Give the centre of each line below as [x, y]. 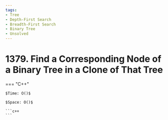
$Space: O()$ [19, 102]
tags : [11, 10]
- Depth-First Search [28, 19]
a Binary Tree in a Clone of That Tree [84, 70]
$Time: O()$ [18, 93]
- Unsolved [17, 34]
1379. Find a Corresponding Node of [83, 59]
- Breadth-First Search [31, 24]
